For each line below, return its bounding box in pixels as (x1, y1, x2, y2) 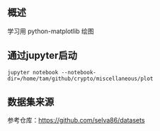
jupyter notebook (7, 69, 59, 76)
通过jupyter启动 (7, 50, 78, 62)
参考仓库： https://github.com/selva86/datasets (7, 116, 145, 125)
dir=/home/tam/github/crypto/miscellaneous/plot (7, 75, 154, 82)
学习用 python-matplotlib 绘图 (7, 27, 94, 35)
